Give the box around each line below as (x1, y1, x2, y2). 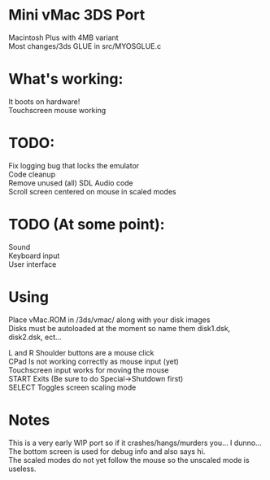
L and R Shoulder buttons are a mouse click (8, 347, 155, 357)
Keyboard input (8, 251, 60, 260)
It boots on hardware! (8, 96, 81, 107)
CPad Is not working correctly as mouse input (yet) (8, 356, 179, 366)
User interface (8, 259, 57, 269)
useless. (8, 464, 37, 473)
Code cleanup (8, 169, 55, 179)
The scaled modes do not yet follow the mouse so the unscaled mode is (8, 455, 250, 465)
